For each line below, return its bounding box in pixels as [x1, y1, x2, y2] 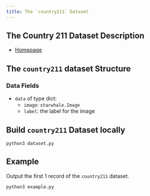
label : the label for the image [23, 108, 95, 115]
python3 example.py [6, 184, 55, 190]
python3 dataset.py [6, 140, 55, 146]
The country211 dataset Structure [6, 64, 132, 74]
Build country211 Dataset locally [6, 125, 126, 135]
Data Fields [6, 81, 40, 90]
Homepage [14, 46, 43, 53]
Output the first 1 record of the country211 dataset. [6, 172, 129, 179]
